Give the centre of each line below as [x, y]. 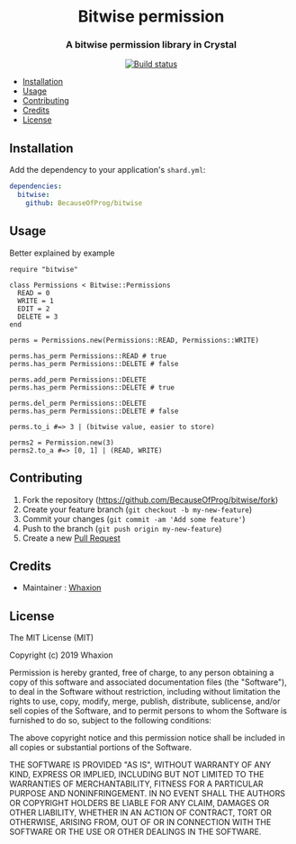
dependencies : [36, 186]
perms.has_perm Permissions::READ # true [88, 356]
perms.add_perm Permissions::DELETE [78, 380]
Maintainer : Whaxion [62, 588]
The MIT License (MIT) [52, 638]
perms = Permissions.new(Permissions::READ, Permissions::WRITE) [134, 340]
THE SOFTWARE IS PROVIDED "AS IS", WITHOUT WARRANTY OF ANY [140, 765]
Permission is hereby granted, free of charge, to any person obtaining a [142, 673]
